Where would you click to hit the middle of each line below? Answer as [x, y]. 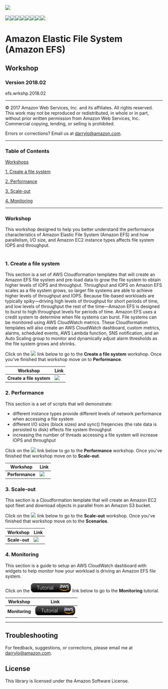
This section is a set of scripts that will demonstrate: [59, 404]
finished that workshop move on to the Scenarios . [57, 521]
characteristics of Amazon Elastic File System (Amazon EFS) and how [77, 235]
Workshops [17, 162]
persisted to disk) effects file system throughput [62, 429]
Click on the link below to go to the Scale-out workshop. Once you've [80, 516]
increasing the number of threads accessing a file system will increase [85, 435]
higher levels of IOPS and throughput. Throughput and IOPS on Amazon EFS [84, 285]
